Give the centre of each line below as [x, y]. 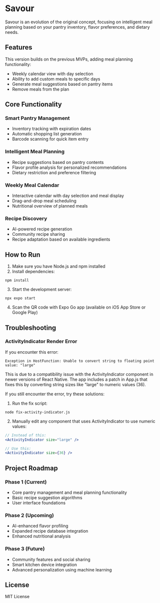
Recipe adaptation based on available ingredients [61, 239]
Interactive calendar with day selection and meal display [68, 196]
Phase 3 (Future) [25, 549]
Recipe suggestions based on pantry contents [58, 162]
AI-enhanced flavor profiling [40, 526]
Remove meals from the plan [40, 89]
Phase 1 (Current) [26, 482]
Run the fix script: [29, 403]
